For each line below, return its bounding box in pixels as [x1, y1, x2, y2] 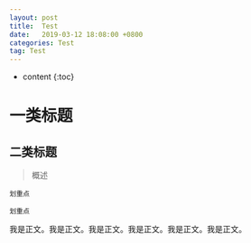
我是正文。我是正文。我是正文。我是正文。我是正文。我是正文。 [9, 224, 246, 235]
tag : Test [9, 47, 47, 56]
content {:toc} [22, 71, 75, 82]
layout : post [9, 13, 59, 22]
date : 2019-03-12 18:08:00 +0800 [9, 30, 144, 39]
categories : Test [9, 38, 75, 48]
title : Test [9, 22, 59, 31]
